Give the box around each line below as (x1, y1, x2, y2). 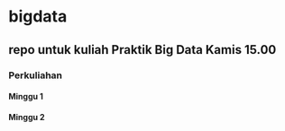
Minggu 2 (8, 111, 46, 122)
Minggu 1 (8, 92, 44, 102)
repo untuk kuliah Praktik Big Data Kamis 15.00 (8, 42, 277, 57)
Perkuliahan (8, 69, 63, 82)
